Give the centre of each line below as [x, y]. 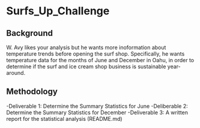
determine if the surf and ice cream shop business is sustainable [86, 66]
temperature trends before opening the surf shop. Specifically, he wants [95, 54]
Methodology [32, 92]
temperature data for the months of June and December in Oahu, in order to [100, 60]
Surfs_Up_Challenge [58, 11]
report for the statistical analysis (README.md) [64, 118]
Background [29, 33]
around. [16, 73]
